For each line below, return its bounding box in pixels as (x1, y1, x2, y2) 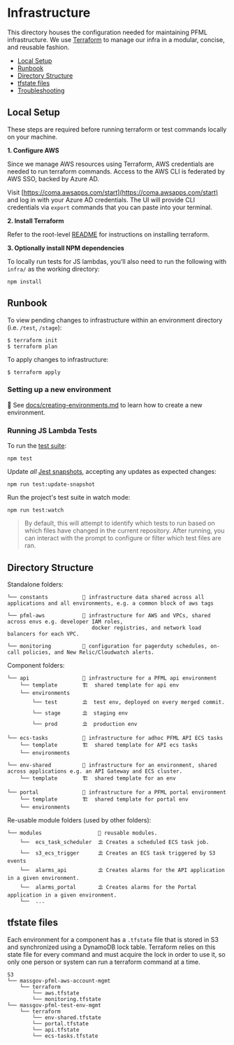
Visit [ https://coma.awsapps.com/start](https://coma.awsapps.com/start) (7, 188, 219, 197)
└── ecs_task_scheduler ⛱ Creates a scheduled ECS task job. (20, 839, 210, 846)
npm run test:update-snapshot (7, 481, 96, 488)
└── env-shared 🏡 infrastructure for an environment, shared (7, 762, 217, 769)
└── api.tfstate (32, 1026, 80, 1033)
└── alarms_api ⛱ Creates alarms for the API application (20, 867, 225, 874)
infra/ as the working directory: (7, 265, 100, 273)
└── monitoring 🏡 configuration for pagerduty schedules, (7, 643, 208, 650)
